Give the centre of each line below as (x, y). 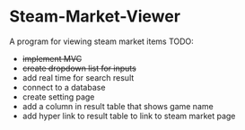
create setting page (58, 97)
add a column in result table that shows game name (118, 106)
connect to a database (64, 87)
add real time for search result (78, 77)
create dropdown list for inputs (79, 68)
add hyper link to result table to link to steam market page (129, 116)
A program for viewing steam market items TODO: (102, 41)
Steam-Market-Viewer (95, 17)
